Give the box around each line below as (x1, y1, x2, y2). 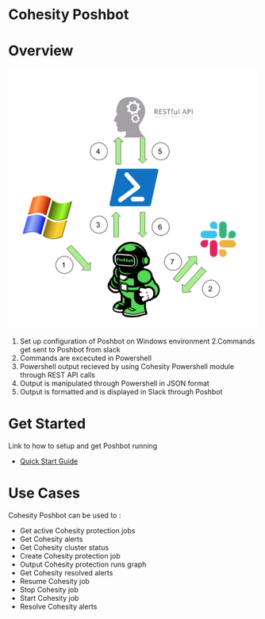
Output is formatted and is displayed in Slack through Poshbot (19, 386, 223, 396)
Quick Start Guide (19, 456, 79, 466)
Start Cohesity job (19, 593, 79, 602)
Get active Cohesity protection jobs (19, 525, 136, 535)
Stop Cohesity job (19, 585, 79, 594)
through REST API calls (19, 370, 95, 379)
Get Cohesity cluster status (19, 542, 109, 552)
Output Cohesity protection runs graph (19, 559, 147, 569)
